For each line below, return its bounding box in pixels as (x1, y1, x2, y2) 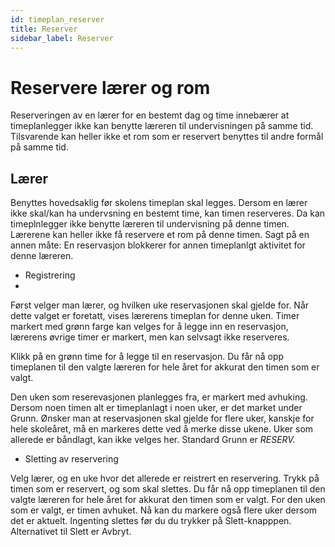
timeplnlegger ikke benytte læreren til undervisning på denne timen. (10, 218, 290, 230)
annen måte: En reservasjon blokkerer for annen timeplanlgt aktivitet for (10, 239, 306, 251)
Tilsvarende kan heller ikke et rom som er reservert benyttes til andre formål (10, 131, 324, 143)
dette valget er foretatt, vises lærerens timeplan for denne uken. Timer (10, 310, 300, 322)
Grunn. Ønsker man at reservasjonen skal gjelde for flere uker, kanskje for (10, 412, 315, 425)
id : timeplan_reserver (10, 14, 105, 25)
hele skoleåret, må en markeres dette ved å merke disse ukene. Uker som (10, 423, 314, 435)
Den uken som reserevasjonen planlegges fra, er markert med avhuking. (10, 391, 308, 403)
